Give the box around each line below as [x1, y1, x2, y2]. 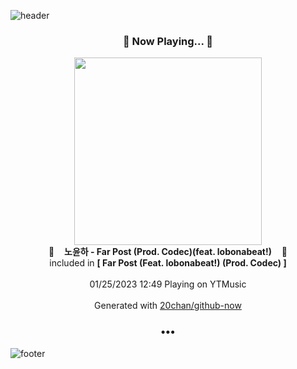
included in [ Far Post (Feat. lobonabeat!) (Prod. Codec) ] [49, 257, 287, 269]
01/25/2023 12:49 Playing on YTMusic [89, 278, 247, 290]
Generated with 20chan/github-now [94, 300, 242, 312]
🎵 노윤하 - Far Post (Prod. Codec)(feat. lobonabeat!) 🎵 [48, 246, 288, 258]
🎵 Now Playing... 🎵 [122, 34, 214, 48]
